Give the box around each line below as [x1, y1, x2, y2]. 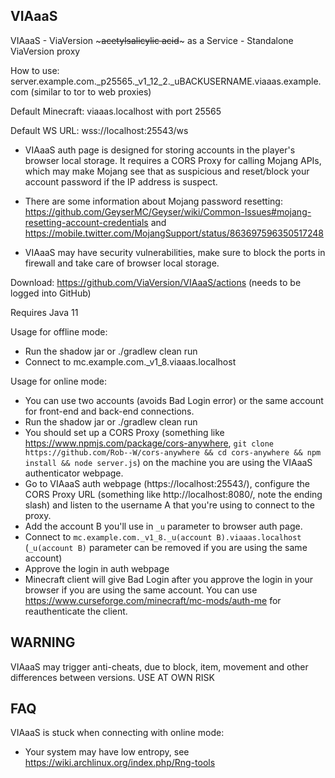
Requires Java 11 [10, 306, 79, 318]
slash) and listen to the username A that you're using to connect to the [24, 499, 315, 511]
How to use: [10, 64, 60, 76]
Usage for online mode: [10, 375, 107, 387]
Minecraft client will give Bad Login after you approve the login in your [24, 573, 314, 585]
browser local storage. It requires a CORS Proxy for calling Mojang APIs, [24, 154, 322, 166]
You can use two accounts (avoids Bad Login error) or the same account [24, 394, 324, 406]
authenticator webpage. [24, 467, 124, 479]
